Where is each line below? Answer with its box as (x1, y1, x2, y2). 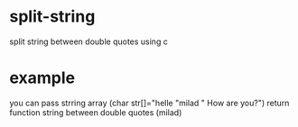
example (9, 68, 76, 88)
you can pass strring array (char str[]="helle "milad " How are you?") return (9, 97, 290, 108)
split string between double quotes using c (9, 36, 169, 47)
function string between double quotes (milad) (9, 106, 182, 118)
